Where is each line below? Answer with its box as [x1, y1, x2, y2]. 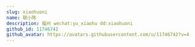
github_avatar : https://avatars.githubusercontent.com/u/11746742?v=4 [6, 32, 190, 38]
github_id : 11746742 [6, 26, 59, 32]
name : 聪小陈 [6, 15, 37, 21]
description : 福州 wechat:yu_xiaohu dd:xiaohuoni [6, 20, 133, 26]
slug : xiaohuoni [6, 9, 48, 15]
